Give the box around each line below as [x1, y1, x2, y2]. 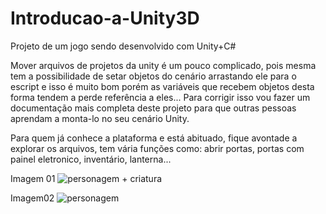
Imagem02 [10, 192, 55, 204]
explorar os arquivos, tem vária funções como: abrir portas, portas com [10, 142, 305, 154]
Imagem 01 [10, 172, 56, 184]
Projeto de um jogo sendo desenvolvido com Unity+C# [10, 40, 237, 52]
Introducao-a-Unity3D [10, 7, 200, 30]
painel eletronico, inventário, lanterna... [10, 153, 172, 165]
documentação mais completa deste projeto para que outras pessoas [10, 102, 297, 114]
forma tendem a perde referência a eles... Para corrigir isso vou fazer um [10, 91, 311, 103]
